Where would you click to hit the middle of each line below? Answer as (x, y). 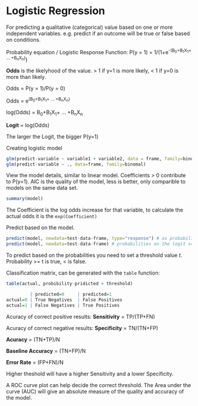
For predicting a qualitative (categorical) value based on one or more (89, 27)
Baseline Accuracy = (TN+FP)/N (46, 351)
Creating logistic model (34, 148)
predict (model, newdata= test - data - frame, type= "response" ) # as (87, 239)
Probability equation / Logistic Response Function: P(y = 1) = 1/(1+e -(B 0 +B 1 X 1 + (99, 51)
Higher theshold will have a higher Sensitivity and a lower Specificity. (90, 374)
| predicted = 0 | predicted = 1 (71, 294)
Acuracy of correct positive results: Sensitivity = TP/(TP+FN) (81, 316)
